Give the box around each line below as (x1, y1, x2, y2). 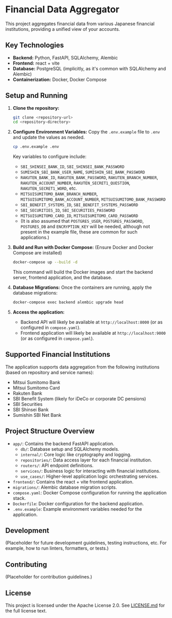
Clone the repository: (12, 105, 60, 111)
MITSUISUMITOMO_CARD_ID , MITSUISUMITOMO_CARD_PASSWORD (20, 213, 139, 219)
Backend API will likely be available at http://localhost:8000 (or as (20, 319, 163, 325)
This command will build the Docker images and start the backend (12, 269, 153, 275)
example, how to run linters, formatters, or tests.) (5, 545, 109, 551)
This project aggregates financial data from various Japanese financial (5, 21, 155, 27)
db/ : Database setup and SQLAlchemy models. (20, 446, 120, 452)
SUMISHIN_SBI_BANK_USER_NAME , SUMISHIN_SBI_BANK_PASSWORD (20, 169, 145, 175)
